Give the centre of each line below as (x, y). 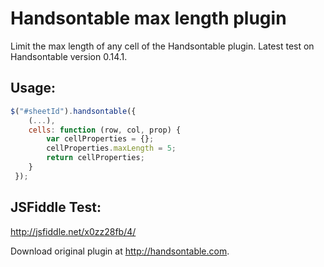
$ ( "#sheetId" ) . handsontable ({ (73, 111)
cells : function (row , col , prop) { (105, 130)
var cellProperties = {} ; (100, 139)
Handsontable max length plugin (148, 18)
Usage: (33, 88)
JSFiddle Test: (56, 207)
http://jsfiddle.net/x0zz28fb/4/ (73, 231)
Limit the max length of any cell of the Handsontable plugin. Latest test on (162, 46)
